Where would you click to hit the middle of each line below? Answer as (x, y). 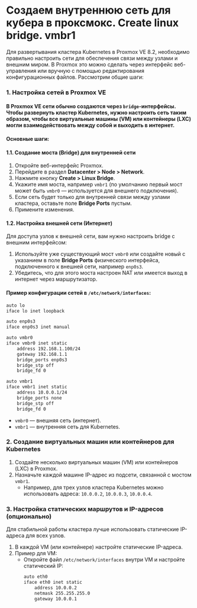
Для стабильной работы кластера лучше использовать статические (93, 529)
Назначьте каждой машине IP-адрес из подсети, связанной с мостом (103, 475)
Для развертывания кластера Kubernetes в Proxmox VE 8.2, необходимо (98, 52)
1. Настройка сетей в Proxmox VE (56, 92)
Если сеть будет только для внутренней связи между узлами (92, 197)
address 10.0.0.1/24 (42, 393)
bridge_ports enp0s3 (42, 360)
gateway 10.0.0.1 (56, 599)
